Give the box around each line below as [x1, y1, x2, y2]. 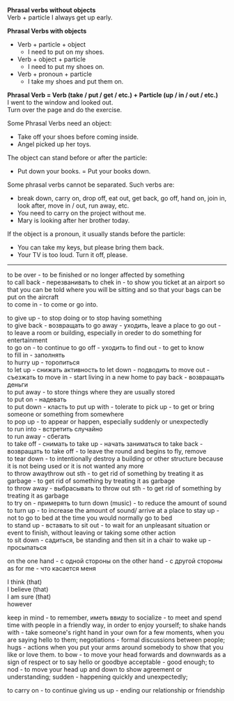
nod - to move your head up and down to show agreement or [7, 665, 182, 673]
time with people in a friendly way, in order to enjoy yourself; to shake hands [7, 621, 226, 629]
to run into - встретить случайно [7, 425, 103, 433]
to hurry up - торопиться [7, 358, 80, 367]
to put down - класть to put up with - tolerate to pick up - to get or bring [7, 403, 214, 410]
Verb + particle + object [17, 40, 86, 48]
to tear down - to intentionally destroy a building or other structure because [7, 454, 224, 463]
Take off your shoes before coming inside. [17, 132, 139, 141]
